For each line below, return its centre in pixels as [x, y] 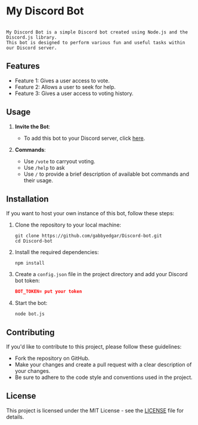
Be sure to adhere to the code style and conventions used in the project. [103, 377]
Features [23, 66]
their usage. [38, 180]
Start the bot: [31, 303]
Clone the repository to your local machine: [68, 225]
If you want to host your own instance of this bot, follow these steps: [90, 213]
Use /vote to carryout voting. [59, 161]
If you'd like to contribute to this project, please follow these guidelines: [94, 347]
